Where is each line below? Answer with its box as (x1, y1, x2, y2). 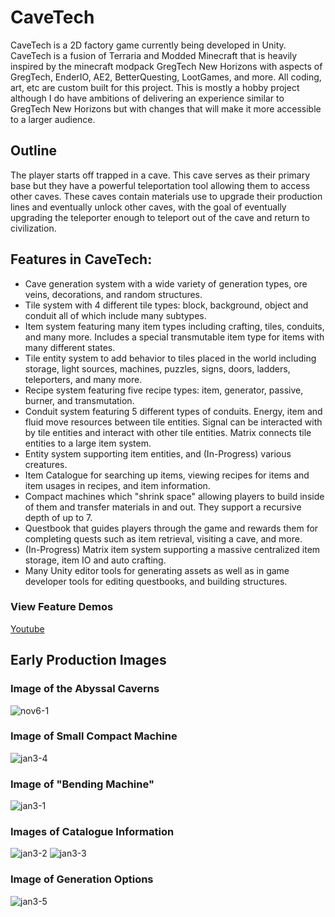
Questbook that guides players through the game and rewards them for (24, 522, 319, 534)
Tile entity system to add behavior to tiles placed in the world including (24, 352, 317, 364)
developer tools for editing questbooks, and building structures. (24, 575, 288, 587)
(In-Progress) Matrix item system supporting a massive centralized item (24, 543, 321, 555)
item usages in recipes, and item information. (24, 479, 211, 491)
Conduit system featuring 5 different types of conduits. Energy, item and (24, 405, 323, 417)
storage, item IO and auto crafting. (24, 554, 167, 566)
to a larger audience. (10, 113, 96, 125)
